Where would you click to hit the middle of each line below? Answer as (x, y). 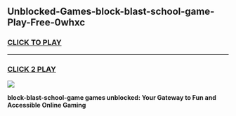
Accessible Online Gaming (47, 105)
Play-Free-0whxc (46, 23)
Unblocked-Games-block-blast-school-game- (111, 12)
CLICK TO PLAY (34, 43)
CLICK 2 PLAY (32, 69)
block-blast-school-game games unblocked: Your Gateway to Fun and (112, 97)
